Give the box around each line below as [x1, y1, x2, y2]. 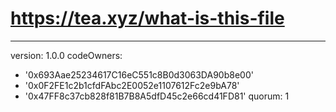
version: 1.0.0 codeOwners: [10, 49, 123, 61]
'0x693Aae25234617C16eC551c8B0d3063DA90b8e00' [24, 68, 254, 81]
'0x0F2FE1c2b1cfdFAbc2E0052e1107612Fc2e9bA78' [24, 79, 240, 91]
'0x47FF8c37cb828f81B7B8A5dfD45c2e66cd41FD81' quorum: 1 [24, 90, 290, 102]
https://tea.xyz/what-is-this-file [10, 7, 285, 30]
